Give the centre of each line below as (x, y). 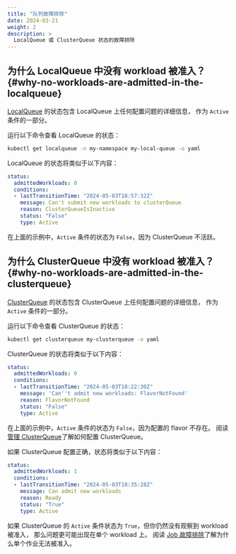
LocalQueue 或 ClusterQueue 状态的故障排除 (75, 40)
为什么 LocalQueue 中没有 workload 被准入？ (107, 70)
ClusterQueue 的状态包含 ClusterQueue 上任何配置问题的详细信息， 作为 (113, 302)
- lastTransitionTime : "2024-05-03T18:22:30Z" (83, 387)
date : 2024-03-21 (33, 21)
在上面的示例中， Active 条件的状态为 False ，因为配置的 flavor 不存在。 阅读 (118, 428)
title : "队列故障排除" (37, 14)
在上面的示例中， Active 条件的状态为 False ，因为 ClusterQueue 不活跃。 (113, 237)
